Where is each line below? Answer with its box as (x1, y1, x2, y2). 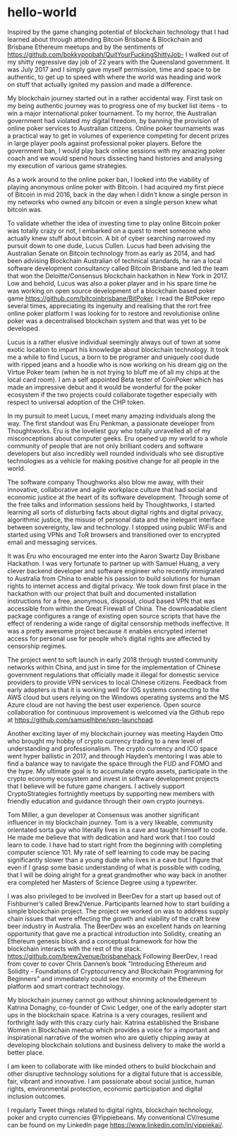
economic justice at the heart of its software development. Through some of (7, 493, 229, 501)
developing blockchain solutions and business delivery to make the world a (7, 1041, 226, 1049)
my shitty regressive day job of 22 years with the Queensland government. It (7, 57, 230, 66)
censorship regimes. (7, 641, 67, 650)
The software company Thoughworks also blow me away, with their (7, 478, 205, 486)
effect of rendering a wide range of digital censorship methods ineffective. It (7, 619, 229, 628)
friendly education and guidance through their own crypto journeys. (7, 797, 205, 805)
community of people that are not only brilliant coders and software (7, 441, 203, 450)
